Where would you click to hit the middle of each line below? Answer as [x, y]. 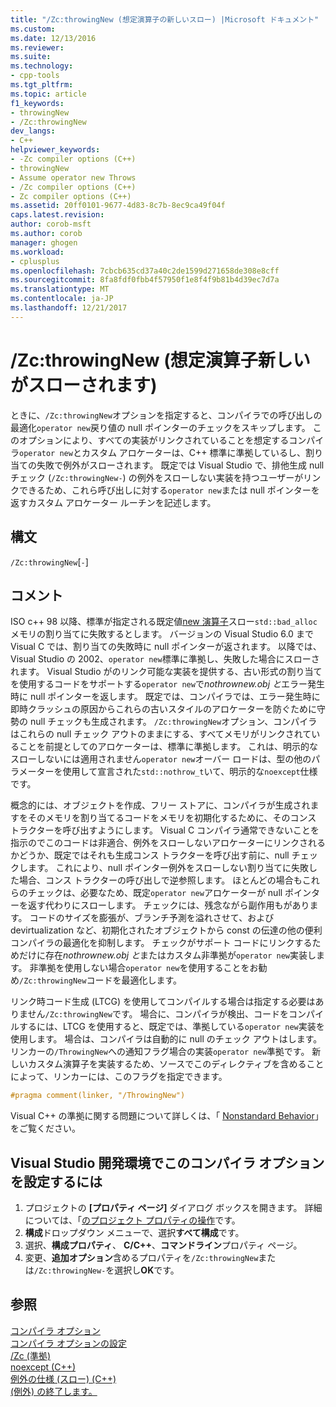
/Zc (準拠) [30, 1355]
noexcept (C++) [43, 1367]
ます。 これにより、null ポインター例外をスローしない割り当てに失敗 [168, 868]
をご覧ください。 [45, 1128]
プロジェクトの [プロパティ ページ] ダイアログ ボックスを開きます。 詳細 [173, 1207]
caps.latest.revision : [57, 215]
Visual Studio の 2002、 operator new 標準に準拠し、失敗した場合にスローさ [165, 659]
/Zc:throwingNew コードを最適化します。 [100, 980]
